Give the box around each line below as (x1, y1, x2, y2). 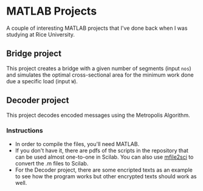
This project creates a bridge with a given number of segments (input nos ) (6, 64, 191, 72)
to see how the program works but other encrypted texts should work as (15, 172, 197, 180)
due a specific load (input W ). (6, 77, 78, 85)
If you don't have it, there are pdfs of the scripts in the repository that (15, 147, 188, 154)
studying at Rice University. (6, 30, 75, 38)
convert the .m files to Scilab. (15, 159, 89, 167)
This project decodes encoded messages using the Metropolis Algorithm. (6, 111, 190, 119)
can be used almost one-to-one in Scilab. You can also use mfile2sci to (15, 153, 194, 161)
